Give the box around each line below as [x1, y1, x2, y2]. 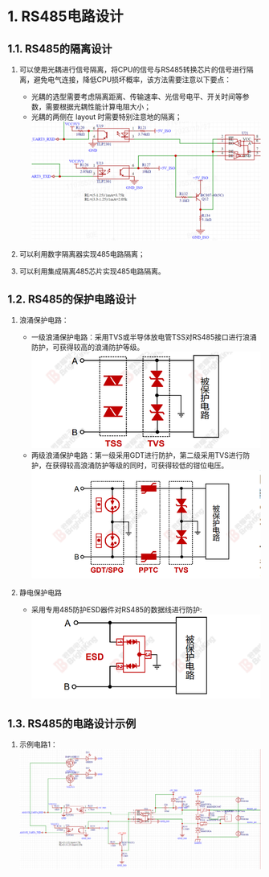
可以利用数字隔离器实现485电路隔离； [18, 249, 145, 259]
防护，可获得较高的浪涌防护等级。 [31, 343, 145, 352]
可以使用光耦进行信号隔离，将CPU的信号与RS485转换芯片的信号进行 [18, 65, 247, 74]
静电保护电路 [18, 588, 62, 598]
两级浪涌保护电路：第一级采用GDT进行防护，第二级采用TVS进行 [31, 450, 243, 459]
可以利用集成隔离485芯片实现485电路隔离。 [18, 266, 165, 276]
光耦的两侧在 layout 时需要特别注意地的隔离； [31, 112, 182, 121]
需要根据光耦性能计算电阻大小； [45, 102, 152, 111]
